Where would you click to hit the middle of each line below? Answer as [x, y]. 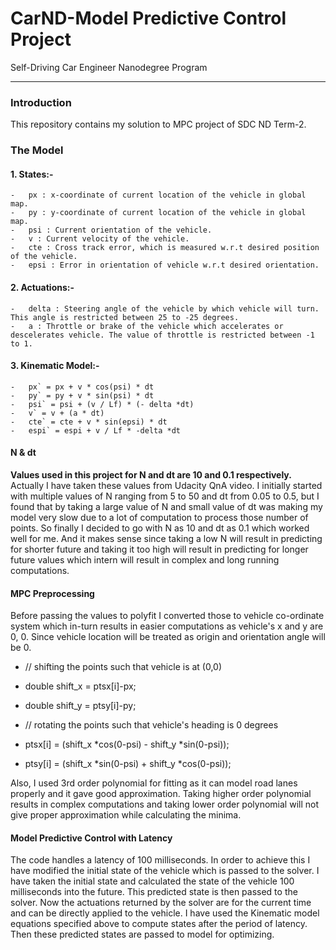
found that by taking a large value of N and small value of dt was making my [166, 506]
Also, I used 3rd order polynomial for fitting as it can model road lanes [154, 783]
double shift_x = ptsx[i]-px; [80, 686]
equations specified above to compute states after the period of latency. [159, 924]
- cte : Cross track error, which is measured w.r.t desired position [165, 248]
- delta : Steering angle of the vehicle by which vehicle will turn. [165, 308]
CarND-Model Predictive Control [148, 18]
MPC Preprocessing [52, 593]
